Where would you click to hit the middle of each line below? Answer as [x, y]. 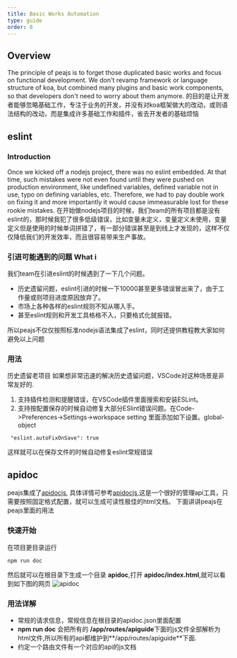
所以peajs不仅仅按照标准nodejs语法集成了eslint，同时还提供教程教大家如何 [116, 330]
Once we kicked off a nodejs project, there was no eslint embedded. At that [117, 172]
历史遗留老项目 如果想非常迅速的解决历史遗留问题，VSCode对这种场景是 [113, 376]
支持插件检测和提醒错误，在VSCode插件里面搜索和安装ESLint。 [110, 399]
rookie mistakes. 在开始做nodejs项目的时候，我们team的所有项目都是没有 [114, 210]
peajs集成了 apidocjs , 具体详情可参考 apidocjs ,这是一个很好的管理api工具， [115, 493]
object [27, 425]
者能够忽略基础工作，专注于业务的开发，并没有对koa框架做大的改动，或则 [115, 105]
